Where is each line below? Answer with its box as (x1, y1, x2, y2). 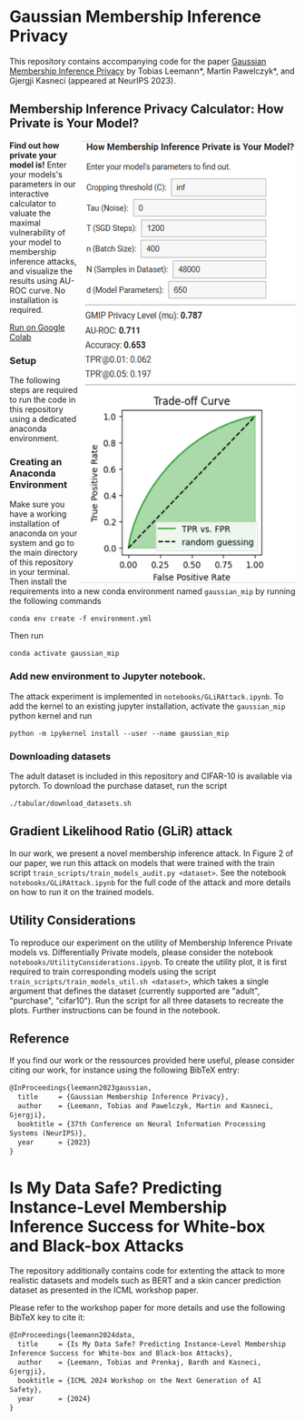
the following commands (9, 596, 102, 607)
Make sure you (9, 499, 65, 510)
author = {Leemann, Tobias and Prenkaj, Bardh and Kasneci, (17, 1358, 261, 1367)
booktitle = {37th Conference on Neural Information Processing (17, 1120, 266, 1129)
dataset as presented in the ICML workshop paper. (9, 1285, 200, 1295)
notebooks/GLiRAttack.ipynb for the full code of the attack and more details (9, 876, 291, 888)
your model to (9, 237, 62, 247)
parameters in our (9, 178, 76, 189)
